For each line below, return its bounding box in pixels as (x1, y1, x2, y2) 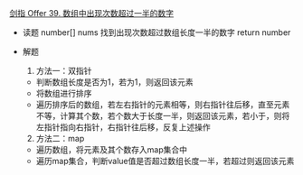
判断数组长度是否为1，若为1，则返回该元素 (35, 77, 194, 87)
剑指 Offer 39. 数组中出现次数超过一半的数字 (9, 8, 175, 18)
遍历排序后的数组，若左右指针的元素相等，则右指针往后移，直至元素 (35, 99, 290, 110)
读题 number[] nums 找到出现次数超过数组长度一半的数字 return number (22, 27, 291, 38)
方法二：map (35, 134, 85, 143)
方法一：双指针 (35, 66, 92, 76)
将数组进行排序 (35, 88, 92, 98)
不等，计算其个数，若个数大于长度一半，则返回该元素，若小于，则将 (35, 111, 290, 121)
